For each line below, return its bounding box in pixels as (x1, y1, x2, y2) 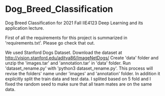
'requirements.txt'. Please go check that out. (5, 40, 95, 46)
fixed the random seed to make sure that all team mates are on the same (5, 81, 152, 87)
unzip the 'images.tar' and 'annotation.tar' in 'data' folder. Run (5, 60, 131, 66)
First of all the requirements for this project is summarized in (5, 35, 128, 41)
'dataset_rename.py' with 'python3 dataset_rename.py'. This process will (5, 65, 153, 71)
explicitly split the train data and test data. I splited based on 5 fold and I (5, 76, 151, 82)
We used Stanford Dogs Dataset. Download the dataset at (5, 49, 122, 55)
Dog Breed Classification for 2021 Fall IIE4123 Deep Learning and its (5, 20, 143, 26)
